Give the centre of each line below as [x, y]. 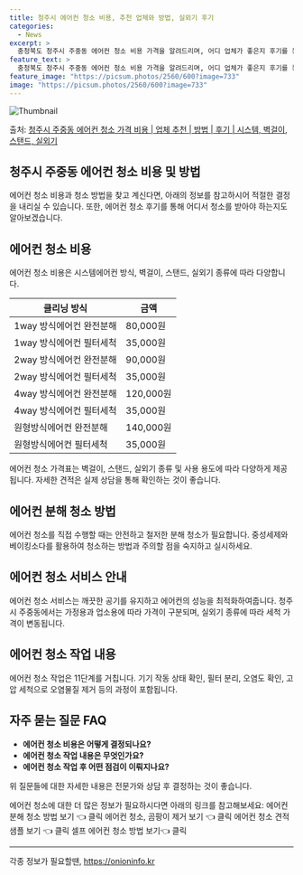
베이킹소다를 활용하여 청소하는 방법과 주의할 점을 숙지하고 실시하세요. [131, 546]
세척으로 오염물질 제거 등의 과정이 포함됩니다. [98, 689]
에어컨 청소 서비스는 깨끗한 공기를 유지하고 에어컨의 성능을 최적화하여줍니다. [143, 600]
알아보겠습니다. [36, 218]
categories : [32, 26]
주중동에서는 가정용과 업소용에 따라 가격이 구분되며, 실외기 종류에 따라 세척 [150, 612]
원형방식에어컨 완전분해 [61, 428]
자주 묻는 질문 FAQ [58, 721]
